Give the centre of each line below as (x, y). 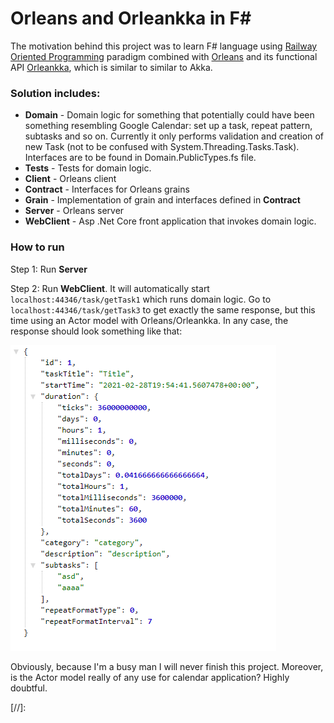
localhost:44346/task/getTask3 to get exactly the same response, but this (163, 309)
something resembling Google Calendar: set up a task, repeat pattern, (168, 126)
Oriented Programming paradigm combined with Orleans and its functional (164, 56)
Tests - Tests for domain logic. (88, 168)
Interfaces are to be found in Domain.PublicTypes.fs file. (140, 158)
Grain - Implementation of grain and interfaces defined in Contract (162, 200)
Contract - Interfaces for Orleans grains (107, 189)
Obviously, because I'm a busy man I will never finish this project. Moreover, (167, 666)
